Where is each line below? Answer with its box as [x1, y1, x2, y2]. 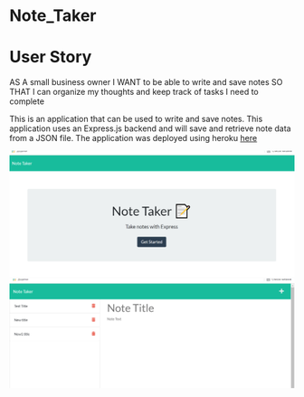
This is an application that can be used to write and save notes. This [9, 114, 263, 125]
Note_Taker [9, 5, 97, 26]
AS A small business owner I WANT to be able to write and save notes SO [9, 77, 283, 88]
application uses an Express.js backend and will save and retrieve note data [9, 123, 291, 134]
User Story [9, 47, 92, 68]
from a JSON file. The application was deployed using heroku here [9, 133, 258, 144]
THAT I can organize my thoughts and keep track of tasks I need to [9, 87, 260, 98]
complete [9, 96, 45, 107]
